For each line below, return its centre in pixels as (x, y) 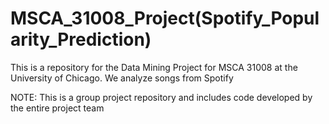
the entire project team (57, 108)
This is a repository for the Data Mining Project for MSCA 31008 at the (154, 67)
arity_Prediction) (81, 39)
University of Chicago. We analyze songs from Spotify (122, 78)
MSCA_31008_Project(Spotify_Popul (165, 18)
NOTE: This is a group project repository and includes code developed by (161, 97)
